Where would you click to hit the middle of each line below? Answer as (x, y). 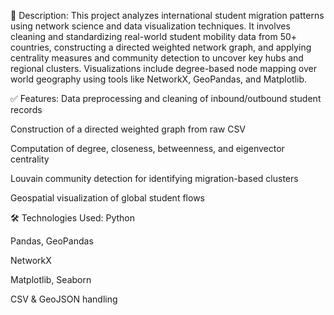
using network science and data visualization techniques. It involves (150, 26)
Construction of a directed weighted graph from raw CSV (128, 129)
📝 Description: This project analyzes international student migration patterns (167, 15)
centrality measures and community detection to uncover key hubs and (157, 58)
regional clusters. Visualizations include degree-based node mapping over (163, 68)
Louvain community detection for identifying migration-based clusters (154, 178)
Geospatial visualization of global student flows (107, 198)
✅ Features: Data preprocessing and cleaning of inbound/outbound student (166, 98)
